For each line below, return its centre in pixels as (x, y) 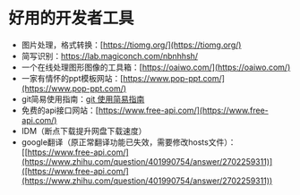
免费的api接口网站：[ (60, 110)
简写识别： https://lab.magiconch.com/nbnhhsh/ (110, 55)
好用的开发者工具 (72, 18)
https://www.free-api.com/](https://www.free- (184, 110)
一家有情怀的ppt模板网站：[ (72, 78)
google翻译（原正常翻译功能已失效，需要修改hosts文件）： (129, 142)
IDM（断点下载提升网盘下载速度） (84, 131)
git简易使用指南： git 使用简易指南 (83, 98)
